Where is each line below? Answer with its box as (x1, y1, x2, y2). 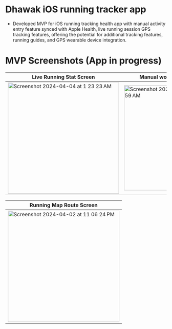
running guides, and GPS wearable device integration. (12, 37, 127, 43)
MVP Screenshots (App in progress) (5, 55, 162, 67)
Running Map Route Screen (29, 201, 98, 209)
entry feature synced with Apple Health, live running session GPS (12, 26, 151, 32)
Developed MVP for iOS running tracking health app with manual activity (12, 20, 166, 27)
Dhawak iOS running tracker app (5, 4, 146, 15)
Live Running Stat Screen (32, 73, 95, 80)
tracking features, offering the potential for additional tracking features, (12, 31, 163, 37)
